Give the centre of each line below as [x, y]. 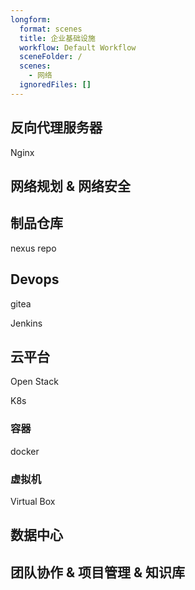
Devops [35, 279]
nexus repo [33, 248]
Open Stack [34, 382]
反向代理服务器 [56, 127]
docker [25, 451]
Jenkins [26, 323]
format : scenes [51, 29]
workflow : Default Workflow [78, 47]
